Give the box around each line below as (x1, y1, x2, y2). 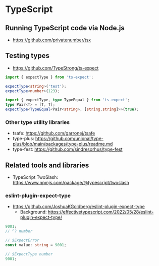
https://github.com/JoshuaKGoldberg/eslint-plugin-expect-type (12, 204, 145, 210)
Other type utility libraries (5, 118, 70, 125)
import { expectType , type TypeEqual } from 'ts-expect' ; (5, 97, 130, 103)
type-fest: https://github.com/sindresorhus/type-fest (12, 146, 123, 152)
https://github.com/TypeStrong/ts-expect (12, 64, 99, 71)
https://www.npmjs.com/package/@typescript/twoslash (12, 180, 130, 186)
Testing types (5, 51, 49, 60)
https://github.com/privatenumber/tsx (12, 37, 91, 43)
